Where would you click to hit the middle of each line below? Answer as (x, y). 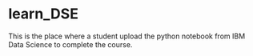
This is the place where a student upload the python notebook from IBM (127, 36)
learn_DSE (43, 14)
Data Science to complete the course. (70, 44)
